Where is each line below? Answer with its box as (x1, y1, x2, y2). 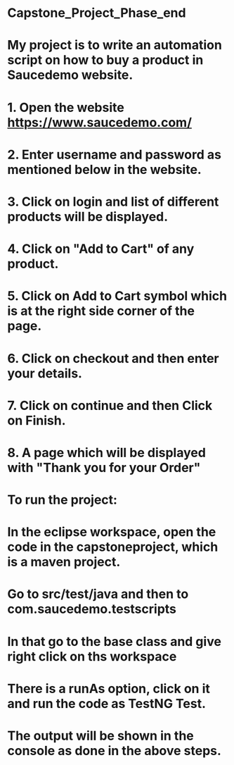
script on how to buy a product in (7, 52, 204, 68)
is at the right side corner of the (7, 303, 195, 319)
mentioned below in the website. (7, 161, 202, 178)
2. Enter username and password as (7, 147, 221, 163)
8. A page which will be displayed (7, 444, 206, 461)
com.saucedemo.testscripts (7, 601, 177, 617)
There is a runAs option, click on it (7, 680, 211, 697)
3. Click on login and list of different (7, 194, 219, 209)
